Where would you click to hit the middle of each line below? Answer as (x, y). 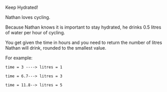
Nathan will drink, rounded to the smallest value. (56, 48)
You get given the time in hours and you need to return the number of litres (84, 42)
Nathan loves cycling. (28, 17)
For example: (19, 58)
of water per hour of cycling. (35, 32)
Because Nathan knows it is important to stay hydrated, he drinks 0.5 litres (83, 27)
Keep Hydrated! (22, 7)
